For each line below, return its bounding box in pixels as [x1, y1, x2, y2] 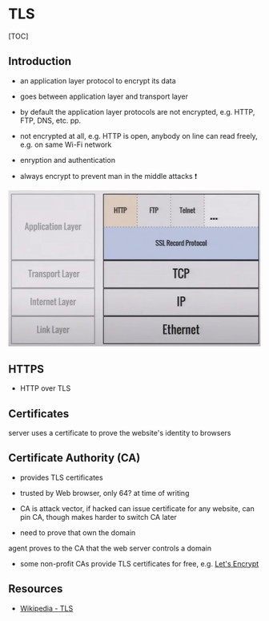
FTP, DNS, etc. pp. [19, 116, 82, 125]
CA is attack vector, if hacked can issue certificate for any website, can [19, 503, 255, 513]
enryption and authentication [19, 155, 116, 164]
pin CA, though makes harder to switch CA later [19, 512, 178, 522]
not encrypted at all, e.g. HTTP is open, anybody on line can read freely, [19, 131, 258, 140]
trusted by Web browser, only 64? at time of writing [19, 488, 190, 497]
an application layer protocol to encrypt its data [19, 75, 176, 85]
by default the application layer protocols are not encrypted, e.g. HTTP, [19, 107, 255, 116]
